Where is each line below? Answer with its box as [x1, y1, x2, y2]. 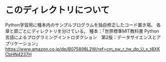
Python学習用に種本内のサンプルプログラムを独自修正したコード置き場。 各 [5, 22, 161, 28]
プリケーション [5, 40, 36, 46]
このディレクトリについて [5, 4, 110, 16]
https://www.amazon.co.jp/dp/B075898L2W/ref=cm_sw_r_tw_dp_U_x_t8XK [5, 46, 160, 52]
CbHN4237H [5, 51, 32, 57]
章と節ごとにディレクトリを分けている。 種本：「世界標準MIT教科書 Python [5, 28, 159, 34]
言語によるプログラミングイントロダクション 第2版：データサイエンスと [5, 34, 156, 40]
